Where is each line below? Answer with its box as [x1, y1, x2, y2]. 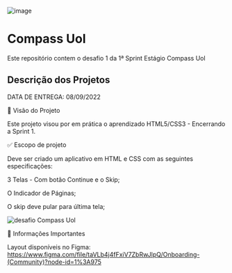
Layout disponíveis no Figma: [7, 242, 91, 251]
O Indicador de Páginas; [7, 189, 76, 197]
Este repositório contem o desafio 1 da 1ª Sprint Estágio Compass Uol [7, 54, 206, 62]
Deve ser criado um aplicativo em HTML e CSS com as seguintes [7, 154, 193, 163]
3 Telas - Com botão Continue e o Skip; [7, 175, 120, 184]
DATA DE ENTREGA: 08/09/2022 [7, 93, 101, 101]
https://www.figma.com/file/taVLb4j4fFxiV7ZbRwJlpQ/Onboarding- [7, 250, 200, 258]
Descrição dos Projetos [7, 74, 110, 86]
